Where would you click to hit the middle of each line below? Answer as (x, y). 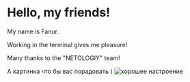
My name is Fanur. (33, 31)
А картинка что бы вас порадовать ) (60, 71)
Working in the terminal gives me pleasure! (67, 44)
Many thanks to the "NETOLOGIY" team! (64, 58)
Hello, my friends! (59, 13)
